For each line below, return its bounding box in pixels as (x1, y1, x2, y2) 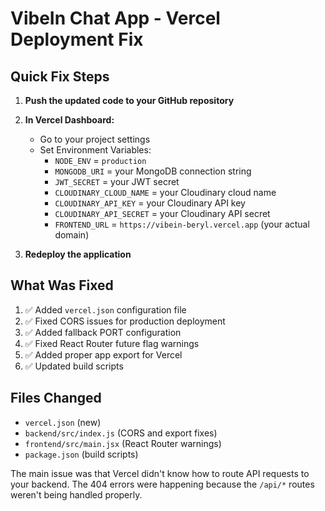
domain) (54, 229, 90, 241)
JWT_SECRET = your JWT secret (54, 176, 180, 187)
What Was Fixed (10, 277, 114, 294)
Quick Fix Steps (10, 68, 110, 85)
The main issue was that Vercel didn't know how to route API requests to (10, 467, 310, 479)
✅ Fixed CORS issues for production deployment (24, 315, 226, 327)
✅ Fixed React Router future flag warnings (24, 337, 200, 349)
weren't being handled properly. (10, 488, 143, 501)
